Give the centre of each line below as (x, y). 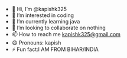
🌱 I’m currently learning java (46, 21)
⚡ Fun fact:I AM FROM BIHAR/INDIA (55, 49)
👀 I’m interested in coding (43, 15)
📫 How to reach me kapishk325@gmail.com (66, 34)
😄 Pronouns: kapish (36, 43)
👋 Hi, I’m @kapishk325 (39, 9)
